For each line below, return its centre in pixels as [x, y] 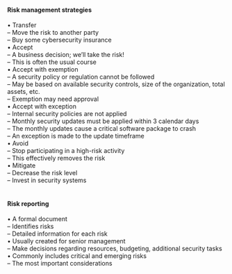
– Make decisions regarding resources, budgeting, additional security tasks [115, 249]
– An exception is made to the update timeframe [76, 136]
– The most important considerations [60, 264]
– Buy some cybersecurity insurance [60, 40]
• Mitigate [22, 166]
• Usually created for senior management [67, 241]
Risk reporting [28, 203]
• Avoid [18, 143]
